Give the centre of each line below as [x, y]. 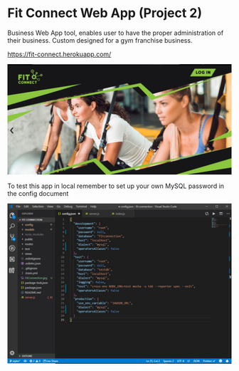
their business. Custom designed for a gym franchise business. [100, 40]
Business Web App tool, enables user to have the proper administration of [116, 33]
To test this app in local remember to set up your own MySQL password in [116, 186]
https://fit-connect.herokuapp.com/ [59, 54]
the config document [38, 193]
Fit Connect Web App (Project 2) [105, 13]
